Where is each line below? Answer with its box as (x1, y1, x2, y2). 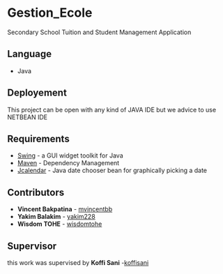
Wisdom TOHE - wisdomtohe (17, 220, 102, 228)
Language (7, 48, 52, 60)
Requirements (7, 132, 70, 144)
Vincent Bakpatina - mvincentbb (17, 205, 113, 213)
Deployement (7, 87, 68, 99)
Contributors (7, 186, 65, 198)
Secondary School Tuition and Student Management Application (7, 28, 192, 36)
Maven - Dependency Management (17, 159, 120, 167)
